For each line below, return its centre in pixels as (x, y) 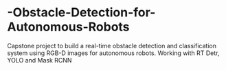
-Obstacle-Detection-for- (81, 13)
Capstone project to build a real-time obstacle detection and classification (112, 46)
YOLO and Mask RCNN (39, 60)
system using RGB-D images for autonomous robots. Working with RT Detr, (113, 53)
